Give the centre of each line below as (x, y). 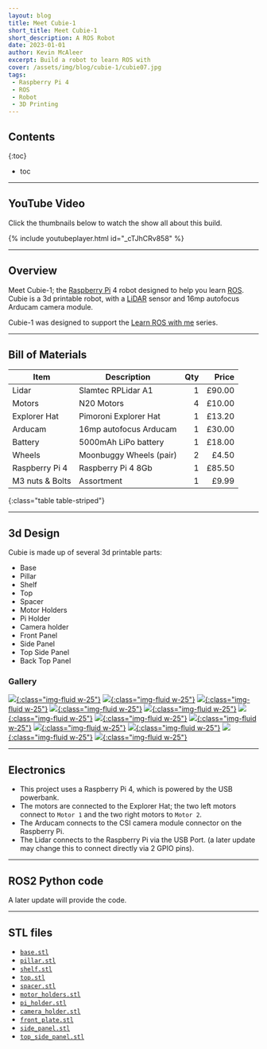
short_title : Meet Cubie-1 (53, 30)
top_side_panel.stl (52, 1037)
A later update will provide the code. (68, 900)
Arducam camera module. (51, 306)
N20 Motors (102, 404)
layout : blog (30, 16)
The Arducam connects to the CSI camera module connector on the (131, 823)
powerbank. (39, 797)
